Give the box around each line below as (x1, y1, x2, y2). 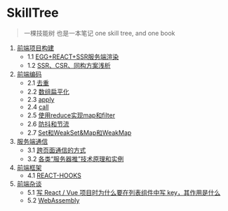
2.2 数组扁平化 (27, 87, 69, 96)
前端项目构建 (16, 43, 54, 52)
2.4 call (27, 103, 49, 111)
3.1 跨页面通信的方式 (27, 145, 86, 154)
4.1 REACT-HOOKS (27, 171, 81, 180)
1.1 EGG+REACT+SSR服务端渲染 (27, 52, 119, 61)
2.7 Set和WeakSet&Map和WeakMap (27, 128, 132, 137)
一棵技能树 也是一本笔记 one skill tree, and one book (23, 29, 175, 37)
